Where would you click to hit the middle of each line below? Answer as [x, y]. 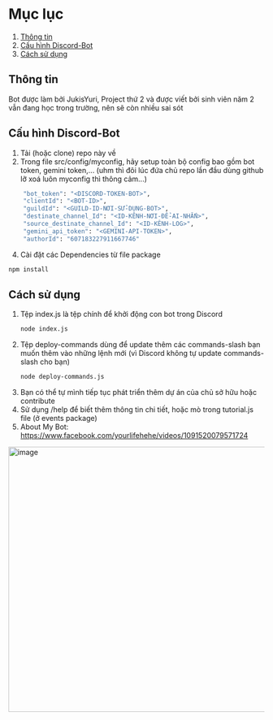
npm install [28, 269]
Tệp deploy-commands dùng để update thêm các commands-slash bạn [140, 345]
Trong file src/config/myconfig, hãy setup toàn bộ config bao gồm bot [137, 161]
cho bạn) [55, 362]
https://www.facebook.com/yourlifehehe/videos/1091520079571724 [134, 436]
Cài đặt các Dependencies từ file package [90, 254]
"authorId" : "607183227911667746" [81, 239]
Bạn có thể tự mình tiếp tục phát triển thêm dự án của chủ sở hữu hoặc [139, 393]
